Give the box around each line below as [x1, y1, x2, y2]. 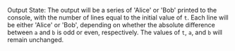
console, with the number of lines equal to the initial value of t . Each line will [7, 13, 229, 22]
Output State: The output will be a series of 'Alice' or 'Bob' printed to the [7, 6, 217, 14]
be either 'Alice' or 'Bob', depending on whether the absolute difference [7, 21, 215, 29]
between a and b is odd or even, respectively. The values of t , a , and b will [7, 28, 223, 36]
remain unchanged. [7, 36, 64, 44]
